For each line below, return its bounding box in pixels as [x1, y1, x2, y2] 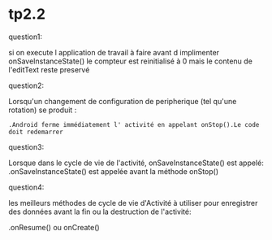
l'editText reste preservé [8, 64, 90, 74]
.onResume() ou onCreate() [8, 222, 100, 232]
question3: [8, 142, 45, 151]
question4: [8, 182, 45, 192]
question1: [8, 32, 43, 41]
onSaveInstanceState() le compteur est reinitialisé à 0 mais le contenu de [8, 56, 253, 66]
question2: [8, 81, 45, 90]
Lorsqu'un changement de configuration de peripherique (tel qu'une [8, 96, 237, 106]
